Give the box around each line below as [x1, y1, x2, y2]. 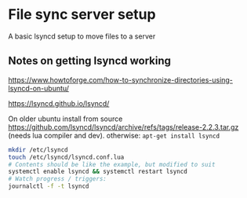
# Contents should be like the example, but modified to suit [8, 160, 216, 168]
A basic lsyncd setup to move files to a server [8, 31, 156, 41]
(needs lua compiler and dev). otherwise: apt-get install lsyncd [8, 130, 220, 140]
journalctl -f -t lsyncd [8, 182, 89, 190]
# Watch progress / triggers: [8, 175, 107, 183]
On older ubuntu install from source [8, 114, 123, 123]
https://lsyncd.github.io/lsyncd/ [8, 98, 110, 108]
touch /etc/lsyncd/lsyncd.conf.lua [8, 153, 125, 161]
